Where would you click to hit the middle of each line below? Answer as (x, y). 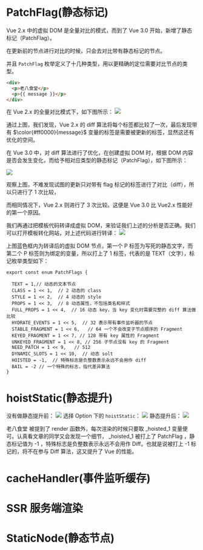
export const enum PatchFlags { (47, 273)
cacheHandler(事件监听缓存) (78, 478)
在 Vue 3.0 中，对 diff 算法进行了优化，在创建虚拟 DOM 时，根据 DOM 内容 (100, 153)
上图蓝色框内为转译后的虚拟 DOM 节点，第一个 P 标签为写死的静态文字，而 (100, 246)
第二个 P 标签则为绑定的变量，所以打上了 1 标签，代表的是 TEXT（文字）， (98, 253)
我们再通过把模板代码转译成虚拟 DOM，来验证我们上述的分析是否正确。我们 (101, 225)
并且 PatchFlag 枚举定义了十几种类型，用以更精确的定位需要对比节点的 (95, 64)
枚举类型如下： (30, 261)
